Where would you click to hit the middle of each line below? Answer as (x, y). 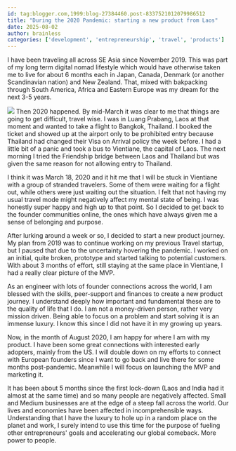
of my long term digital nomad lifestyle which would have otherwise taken (114, 67)
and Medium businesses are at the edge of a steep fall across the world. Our (118, 403)
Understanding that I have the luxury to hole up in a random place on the (112, 418)
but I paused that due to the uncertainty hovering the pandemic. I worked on (118, 250)
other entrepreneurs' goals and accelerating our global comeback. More (112, 433)
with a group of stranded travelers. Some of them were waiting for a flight (113, 185)
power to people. (32, 440)
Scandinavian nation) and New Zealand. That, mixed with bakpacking (107, 82)
